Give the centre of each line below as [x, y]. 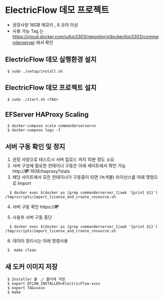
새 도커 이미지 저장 [31, 267]
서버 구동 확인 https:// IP [36, 207]
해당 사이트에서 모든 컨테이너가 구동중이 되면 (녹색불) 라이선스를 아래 [78, 177]
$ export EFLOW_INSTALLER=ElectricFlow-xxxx [54, 284]
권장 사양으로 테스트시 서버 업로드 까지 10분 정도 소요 [63, 159]
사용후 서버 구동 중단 [32, 217]
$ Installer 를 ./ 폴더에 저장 [36, 279]
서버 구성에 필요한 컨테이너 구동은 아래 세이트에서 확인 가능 [69, 166]
